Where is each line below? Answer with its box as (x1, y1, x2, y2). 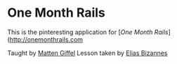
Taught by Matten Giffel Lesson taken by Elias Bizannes (7, 49, 168, 57)
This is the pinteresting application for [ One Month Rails (7, 28, 169, 36)
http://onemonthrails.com (9, 35, 83, 43)
